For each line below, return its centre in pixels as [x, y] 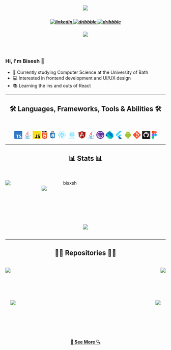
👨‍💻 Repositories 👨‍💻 [85, 253]
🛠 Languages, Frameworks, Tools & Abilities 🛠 [85, 109]
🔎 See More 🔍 [85, 342]
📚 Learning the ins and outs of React [52, 85]
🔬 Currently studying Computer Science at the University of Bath [80, 72]
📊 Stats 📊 [85, 158]
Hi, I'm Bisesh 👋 [25, 61]
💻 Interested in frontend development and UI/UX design [72, 78]
